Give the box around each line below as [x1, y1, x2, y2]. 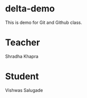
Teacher [5, 37, 40, 48]
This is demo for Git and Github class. [5, 19, 82, 25]
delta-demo [5, 3, 55, 14]
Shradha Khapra [5, 53, 39, 59]
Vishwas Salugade [5, 87, 43, 93]
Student [5, 71, 39, 82]
